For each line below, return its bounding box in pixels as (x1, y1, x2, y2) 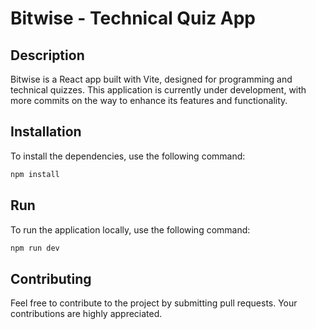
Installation (10, 123, 82, 141)
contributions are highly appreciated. (10, 308, 163, 320)
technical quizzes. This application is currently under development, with (10, 84, 307, 96)
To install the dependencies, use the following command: (10, 150, 246, 162)
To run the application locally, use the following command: (10, 223, 251, 236)
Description (10, 47, 85, 64)
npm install (10, 169, 60, 179)
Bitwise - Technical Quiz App (10, 7, 257, 30)
